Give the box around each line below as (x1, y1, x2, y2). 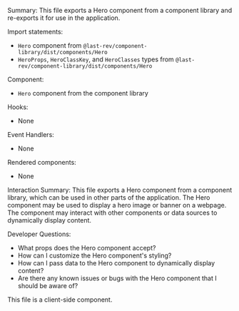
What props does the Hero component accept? (17, 244, 156, 252)
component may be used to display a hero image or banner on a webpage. (7, 201, 227, 209)
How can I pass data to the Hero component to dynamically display (17, 259, 215, 267)
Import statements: (7, 28, 63, 36)
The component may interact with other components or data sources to (7, 208, 218, 217)
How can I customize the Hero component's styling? (17, 251, 172, 260)
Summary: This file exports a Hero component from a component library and (7, 6, 233, 14)
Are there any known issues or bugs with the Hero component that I (17, 274, 217, 282)
